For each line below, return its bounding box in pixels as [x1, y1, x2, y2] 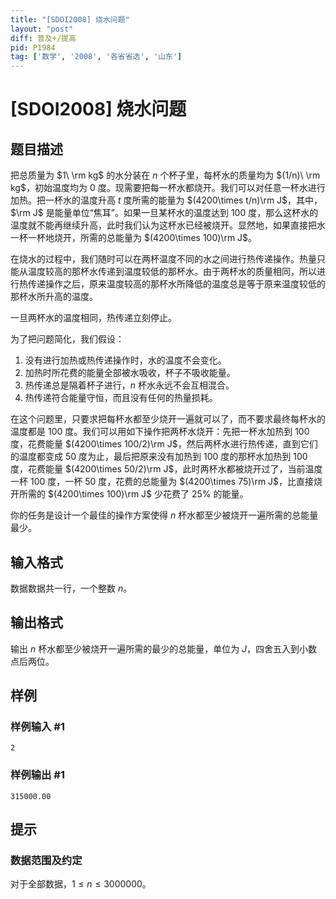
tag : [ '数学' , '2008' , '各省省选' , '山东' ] [10, 52, 183, 62]
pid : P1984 [10, 42, 56, 53]
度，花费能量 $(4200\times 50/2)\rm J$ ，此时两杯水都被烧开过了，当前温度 [10, 463, 323, 475]
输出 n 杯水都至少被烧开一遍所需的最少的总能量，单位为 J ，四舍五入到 [10, 642, 300, 655]
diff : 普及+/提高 [10, 33, 77, 43]
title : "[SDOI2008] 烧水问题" [10, 14, 130, 25]
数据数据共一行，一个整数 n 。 [10, 582, 133, 594]
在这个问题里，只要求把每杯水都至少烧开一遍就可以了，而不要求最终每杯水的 [10, 413, 326, 425]
